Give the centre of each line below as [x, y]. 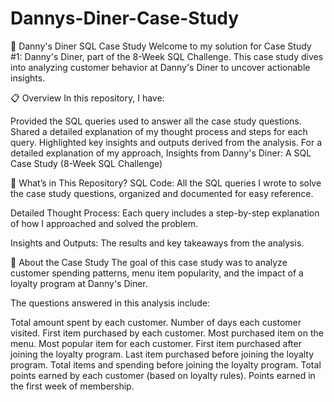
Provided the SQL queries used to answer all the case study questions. [156, 121]
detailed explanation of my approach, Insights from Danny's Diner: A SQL [161, 153]
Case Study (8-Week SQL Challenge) [86, 163]
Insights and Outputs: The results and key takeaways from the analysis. [157, 243]
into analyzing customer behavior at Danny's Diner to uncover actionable [160, 67]
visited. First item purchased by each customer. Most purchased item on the [167, 333]
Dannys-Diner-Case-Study [125, 18]
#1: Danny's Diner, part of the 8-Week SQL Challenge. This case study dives [167, 56]
